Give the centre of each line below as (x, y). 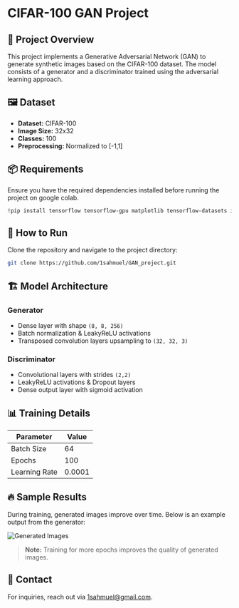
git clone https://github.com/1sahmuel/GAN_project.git (92, 263)
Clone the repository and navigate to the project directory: (92, 250)
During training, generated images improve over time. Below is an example (116, 514)
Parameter (34, 436)
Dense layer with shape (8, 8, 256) (70, 325)
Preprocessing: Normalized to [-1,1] (70, 146)
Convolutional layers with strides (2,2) (74, 375)
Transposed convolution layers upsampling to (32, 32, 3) (103, 341)
